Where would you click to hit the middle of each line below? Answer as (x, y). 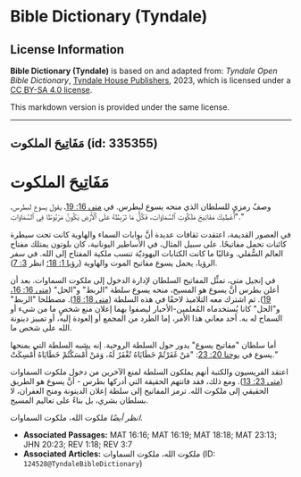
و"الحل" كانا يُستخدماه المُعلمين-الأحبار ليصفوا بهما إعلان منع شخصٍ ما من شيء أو (145, 309)
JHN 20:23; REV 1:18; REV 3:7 (78, 445)
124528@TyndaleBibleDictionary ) (83, 464)
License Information (67, 50)
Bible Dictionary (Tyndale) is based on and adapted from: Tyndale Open (144, 71)
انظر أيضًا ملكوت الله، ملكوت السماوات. (77, 418)
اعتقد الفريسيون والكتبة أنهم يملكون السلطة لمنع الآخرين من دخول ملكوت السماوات (149, 372)
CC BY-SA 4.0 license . (51, 90)
